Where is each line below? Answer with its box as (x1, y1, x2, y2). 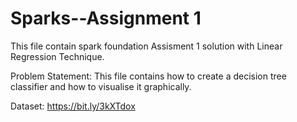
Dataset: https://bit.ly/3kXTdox (10, 100, 136, 112)
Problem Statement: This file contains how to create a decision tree (10, 70, 287, 82)
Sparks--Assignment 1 (10, 7, 202, 30)
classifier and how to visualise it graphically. (10, 80, 192, 92)
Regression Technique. (10, 50, 105, 62)
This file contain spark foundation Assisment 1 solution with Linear (10, 40, 283, 52)
